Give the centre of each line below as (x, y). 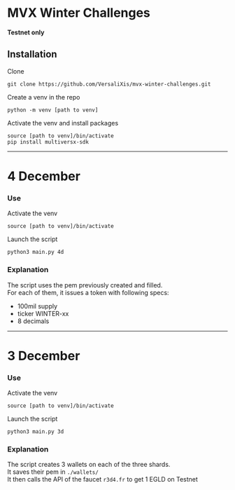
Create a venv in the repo (44, 97)
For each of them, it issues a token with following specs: (88, 292)
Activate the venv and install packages (63, 123)
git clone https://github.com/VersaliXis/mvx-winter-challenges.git (109, 84)
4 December (44, 176)
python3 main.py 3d (36, 432)
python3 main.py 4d (36, 252)
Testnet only (26, 32)
